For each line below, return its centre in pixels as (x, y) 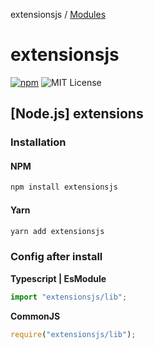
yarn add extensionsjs (57, 231)
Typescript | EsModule (58, 278)
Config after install (56, 257)
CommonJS (35, 316)
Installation (38, 142)
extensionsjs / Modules (58, 14)
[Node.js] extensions (77, 114)
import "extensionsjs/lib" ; (69, 297)
